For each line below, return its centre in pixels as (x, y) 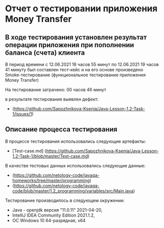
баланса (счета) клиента (45, 52)
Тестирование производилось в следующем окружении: (65, 200)
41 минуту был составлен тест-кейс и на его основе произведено (74, 70)
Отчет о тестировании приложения (81, 9)
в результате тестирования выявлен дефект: (52, 99)
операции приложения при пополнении (69, 45)
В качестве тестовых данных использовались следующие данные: (75, 165)
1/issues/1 (22, 114)
